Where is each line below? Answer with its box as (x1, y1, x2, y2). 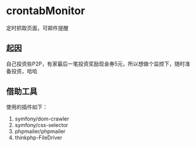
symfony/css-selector (14, 121, 69, 128)
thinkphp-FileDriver (14, 134, 62, 141)
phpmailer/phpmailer (14, 128, 66, 135)
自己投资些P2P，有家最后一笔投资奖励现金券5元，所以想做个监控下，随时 (6, 60, 185, 67)
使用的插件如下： (6, 103, 48, 110)
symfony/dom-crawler (14, 115, 69, 122)
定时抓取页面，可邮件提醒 (6, 24, 69, 31)
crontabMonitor (6, 4, 85, 18)
